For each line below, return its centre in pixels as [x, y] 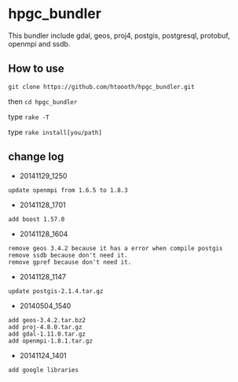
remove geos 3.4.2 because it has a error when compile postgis [115, 248]
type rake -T [29, 117]
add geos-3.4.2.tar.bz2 [47, 320]
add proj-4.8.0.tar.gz [45, 327]
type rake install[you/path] [55, 132]
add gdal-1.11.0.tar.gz [47, 334]
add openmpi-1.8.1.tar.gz [50, 341]
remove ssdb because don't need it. [68, 255]
